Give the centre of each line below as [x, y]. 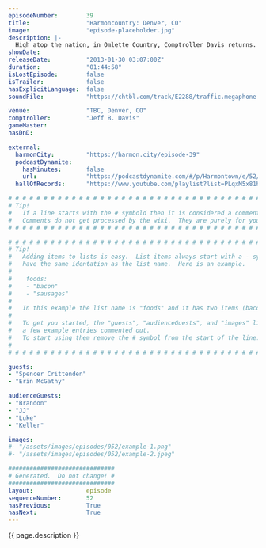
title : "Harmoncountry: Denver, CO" [95, 23]
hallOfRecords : [40, 184]
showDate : [25, 52]
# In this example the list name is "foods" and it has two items [123, 308]
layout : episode [60, 491]
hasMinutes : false [63, 169]
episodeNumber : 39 [51, 15]
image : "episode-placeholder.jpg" [92, 30]
